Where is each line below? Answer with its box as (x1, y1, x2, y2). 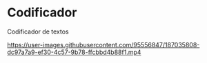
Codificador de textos (7, 27, 69, 36)
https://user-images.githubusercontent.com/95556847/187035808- (7, 40, 200, 49)
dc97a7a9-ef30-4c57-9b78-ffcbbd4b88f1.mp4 (7, 48, 141, 56)
